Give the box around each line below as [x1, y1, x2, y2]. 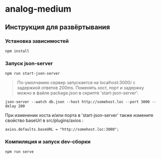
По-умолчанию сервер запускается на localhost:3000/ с [17, 80, 136, 86]
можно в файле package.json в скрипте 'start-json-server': [17, 90, 139, 96]
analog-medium [5, 3, 71, 15]
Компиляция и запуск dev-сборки [5, 138, 91, 145]
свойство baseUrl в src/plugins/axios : [5, 117, 84, 123]
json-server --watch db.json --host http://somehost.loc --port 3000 [5, 99, 150, 105]
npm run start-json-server [5, 71, 60, 76]
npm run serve [5, 149, 34, 155]
